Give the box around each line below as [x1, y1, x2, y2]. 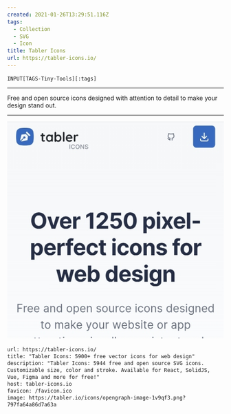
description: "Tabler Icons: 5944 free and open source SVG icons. [7, 360, 205, 366]
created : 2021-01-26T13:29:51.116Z [7, 11, 109, 18]
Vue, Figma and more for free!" [7, 373, 100, 380]
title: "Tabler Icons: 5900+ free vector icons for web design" [7, 353, 195, 360]
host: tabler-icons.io [7, 380, 72, 387]
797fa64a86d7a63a [7, 401, 57, 408]
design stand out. [7, 101, 57, 110]
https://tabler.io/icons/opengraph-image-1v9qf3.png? [28, 394, 186, 401]
